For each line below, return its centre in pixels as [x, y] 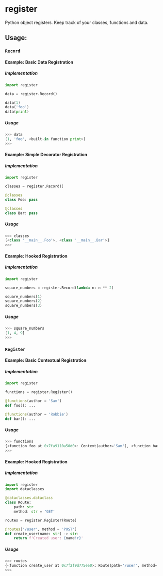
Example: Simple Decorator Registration [46, 155]
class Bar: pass [21, 213]
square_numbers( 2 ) [24, 301]
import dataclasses [25, 489]
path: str [24, 507]
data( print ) [17, 112]
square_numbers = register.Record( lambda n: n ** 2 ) [59, 288]
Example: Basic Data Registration [39, 62]
